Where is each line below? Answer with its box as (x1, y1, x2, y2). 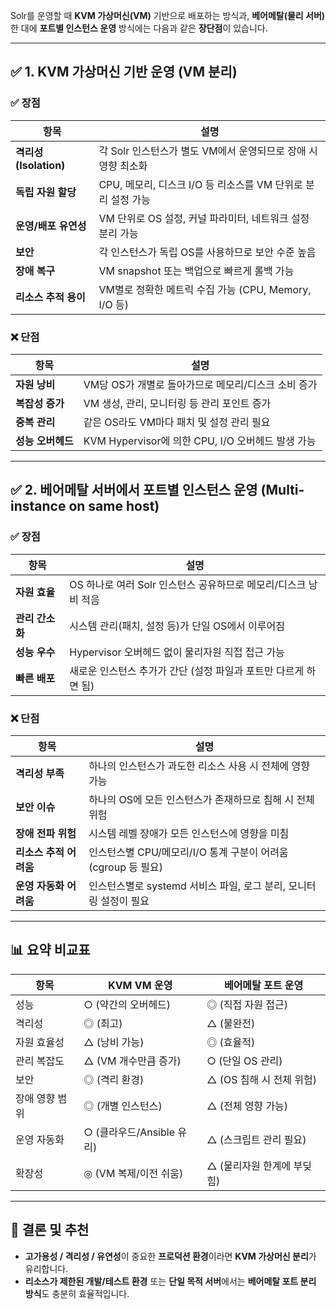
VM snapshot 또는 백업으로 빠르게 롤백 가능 (98, 264, 295, 278)
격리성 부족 (15, 766, 65, 780)
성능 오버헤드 (15, 434, 74, 448)
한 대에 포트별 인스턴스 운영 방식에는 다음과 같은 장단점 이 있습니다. (10, 22, 268, 34)
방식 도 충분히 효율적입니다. (24, 1287, 130, 1299)
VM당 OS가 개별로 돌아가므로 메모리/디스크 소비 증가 (83, 377, 318, 391)
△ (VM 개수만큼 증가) (83, 1054, 182, 1068)
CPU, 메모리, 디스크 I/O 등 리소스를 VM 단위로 (98, 177, 303, 191)
